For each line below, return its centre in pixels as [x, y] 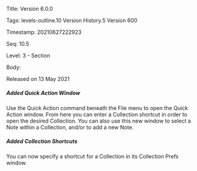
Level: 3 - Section [28, 56]
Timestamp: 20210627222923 [44, 32]
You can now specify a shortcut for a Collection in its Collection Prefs [92, 156]
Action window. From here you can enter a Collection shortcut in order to [97, 114]
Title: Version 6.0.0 [30, 9]
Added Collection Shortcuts [42, 141]
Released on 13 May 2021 [38, 79]
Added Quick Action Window [43, 92]
